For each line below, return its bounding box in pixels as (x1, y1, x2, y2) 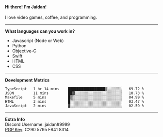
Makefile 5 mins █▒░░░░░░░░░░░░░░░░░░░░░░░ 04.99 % (5, 95, 145, 100)
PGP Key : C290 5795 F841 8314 (5, 127, 69, 133)
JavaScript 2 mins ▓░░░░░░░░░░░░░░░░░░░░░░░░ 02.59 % (5, 104, 145, 109)
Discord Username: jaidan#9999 (5, 122, 70, 127)
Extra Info (5, 116, 25, 123)
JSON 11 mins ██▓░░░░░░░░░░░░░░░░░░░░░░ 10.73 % (5, 91, 145, 96)
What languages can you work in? (5, 28, 75, 34)
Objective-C (12, 48, 37, 54)
